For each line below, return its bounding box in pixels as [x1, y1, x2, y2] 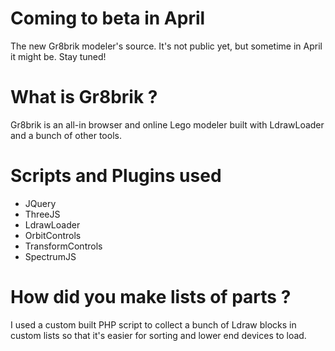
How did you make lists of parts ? [10, 286, 292, 308]
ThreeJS [24, 208, 61, 220]
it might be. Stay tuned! [10, 50, 107, 62]
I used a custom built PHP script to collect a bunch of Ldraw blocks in [10, 318, 297, 331]
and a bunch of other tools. [10, 129, 122, 141]
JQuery [24, 197, 57, 209]
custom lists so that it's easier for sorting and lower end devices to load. [10, 329, 307, 341]
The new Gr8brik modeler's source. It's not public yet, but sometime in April [10, 40, 323, 52]
